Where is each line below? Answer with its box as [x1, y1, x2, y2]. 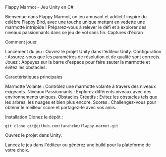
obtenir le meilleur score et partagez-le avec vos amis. [5, 105, 116, 110]
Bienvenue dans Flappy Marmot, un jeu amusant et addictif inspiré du [5, 14, 147, 19]
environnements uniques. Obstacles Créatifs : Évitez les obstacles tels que [5, 94, 158, 100]
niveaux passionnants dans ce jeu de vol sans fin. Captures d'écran [5, 30, 143, 35]
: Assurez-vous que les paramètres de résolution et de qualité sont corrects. [5, 54, 161, 60]
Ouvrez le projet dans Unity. [5, 132, 62, 138]
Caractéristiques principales [5, 74, 63, 79]
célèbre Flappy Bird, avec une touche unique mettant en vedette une [5, 19, 145, 25]
